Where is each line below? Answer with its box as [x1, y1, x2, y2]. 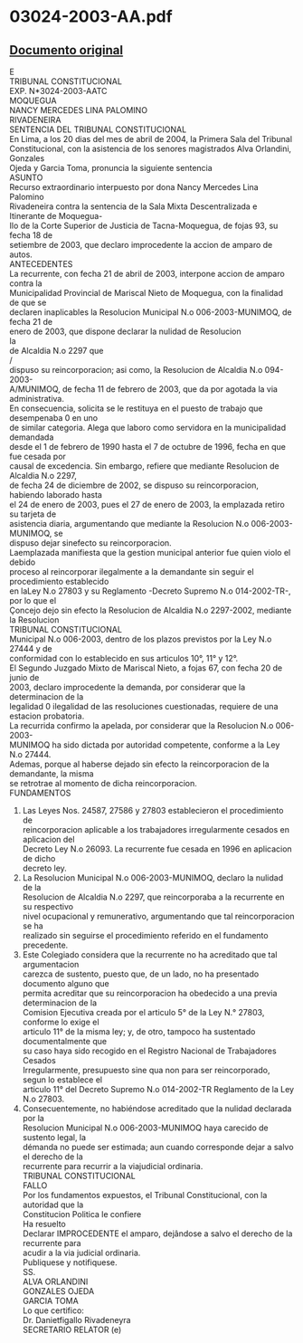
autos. [9, 249, 33, 260]
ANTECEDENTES [9, 259, 73, 269]
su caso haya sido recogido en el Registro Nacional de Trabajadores [22, 1045, 278, 1056]
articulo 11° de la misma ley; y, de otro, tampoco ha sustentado [22, 1026, 256, 1037]
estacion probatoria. [9, 710, 85, 721]
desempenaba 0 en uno [9, 413, 99, 423]
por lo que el [9, 595, 57, 605]
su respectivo [22, 901, 74, 911]
